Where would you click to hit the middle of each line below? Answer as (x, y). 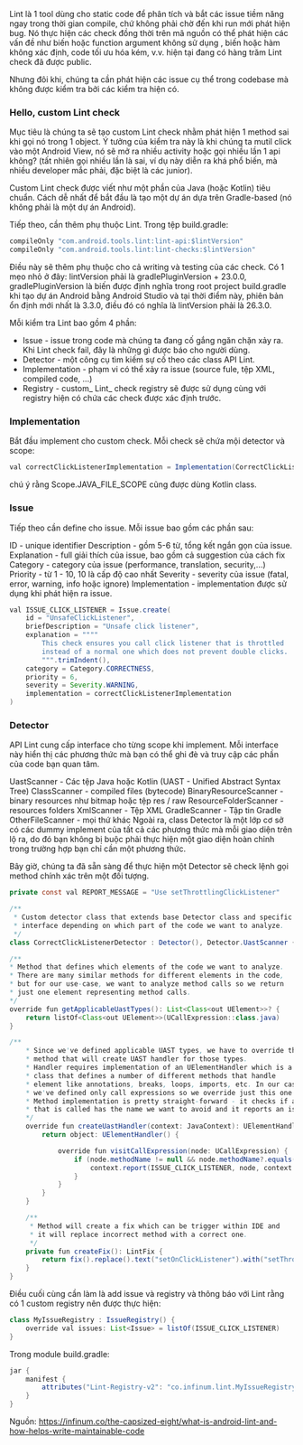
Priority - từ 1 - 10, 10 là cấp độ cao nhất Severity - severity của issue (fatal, (149, 574)
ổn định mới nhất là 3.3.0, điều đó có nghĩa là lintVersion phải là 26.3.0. (141, 305)
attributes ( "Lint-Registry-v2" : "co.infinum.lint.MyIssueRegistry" (171, 1387)
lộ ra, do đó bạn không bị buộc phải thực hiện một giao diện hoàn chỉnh (142, 840)
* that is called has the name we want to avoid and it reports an (155, 1110)
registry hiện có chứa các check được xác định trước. (122, 399)
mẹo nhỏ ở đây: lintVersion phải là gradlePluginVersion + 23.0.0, (128, 277)
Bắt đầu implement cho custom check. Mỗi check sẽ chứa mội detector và (147, 441)
